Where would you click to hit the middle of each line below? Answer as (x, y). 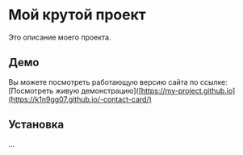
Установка (36, 125)
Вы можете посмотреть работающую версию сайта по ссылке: (118, 82)
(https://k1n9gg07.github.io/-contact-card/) (80, 99)
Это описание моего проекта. (60, 37)
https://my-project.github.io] (188, 90)
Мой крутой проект (78, 15)
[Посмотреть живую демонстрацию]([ (75, 90)
